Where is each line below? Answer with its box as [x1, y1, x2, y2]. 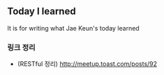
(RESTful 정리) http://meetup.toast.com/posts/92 [17, 60, 158, 68]
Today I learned [7, 6, 76, 17]
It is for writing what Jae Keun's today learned [7, 24, 140, 32]
